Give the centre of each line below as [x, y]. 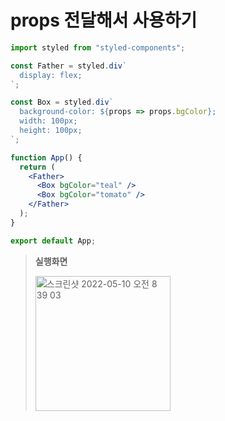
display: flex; [51, 75]
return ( [37, 167]
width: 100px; [48, 121]
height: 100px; [51, 131]
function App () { [46, 157]
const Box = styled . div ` [62, 102]
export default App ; [53, 241]
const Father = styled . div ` [69, 66]
